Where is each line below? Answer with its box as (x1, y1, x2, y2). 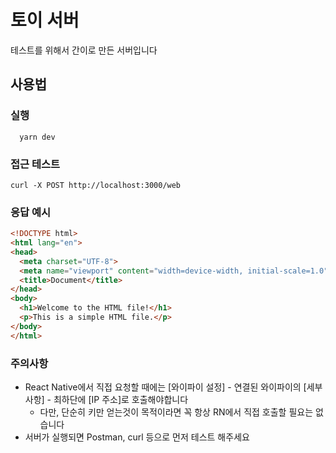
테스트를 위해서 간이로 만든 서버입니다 (10, 44, 158, 56)
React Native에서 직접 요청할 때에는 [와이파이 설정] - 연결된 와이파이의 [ (24, 381, 307, 393)
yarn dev (19, 132, 56, 142)
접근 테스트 (10, 157, 61, 171)
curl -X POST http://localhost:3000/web (10, 180, 182, 190)
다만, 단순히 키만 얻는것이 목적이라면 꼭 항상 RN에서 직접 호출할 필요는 (39, 406, 314, 418)
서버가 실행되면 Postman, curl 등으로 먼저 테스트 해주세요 (24, 431, 250, 443)
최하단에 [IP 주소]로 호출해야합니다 (53, 394, 189, 406)
